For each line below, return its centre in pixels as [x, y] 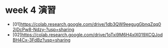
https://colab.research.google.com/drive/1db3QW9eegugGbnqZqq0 [91, 24]
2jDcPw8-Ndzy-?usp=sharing [43, 29]
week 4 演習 [31, 10]
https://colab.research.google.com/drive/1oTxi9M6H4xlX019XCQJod [92, 35]
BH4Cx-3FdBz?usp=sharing [41, 40]
